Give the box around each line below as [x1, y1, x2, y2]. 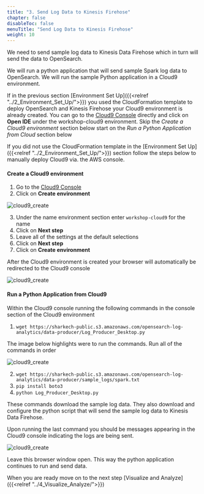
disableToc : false [7, 20, 54, 26]
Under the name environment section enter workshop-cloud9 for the [15, 214, 186, 221]
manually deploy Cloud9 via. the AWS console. [7, 156, 125, 163]
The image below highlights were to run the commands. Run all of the [7, 340, 183, 347]
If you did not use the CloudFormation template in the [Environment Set [7, 143, 186, 150]
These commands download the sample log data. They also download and [7, 400, 195, 408]
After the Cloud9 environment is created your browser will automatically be [7, 258, 197, 265]
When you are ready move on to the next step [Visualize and [7, 474, 160, 481]
